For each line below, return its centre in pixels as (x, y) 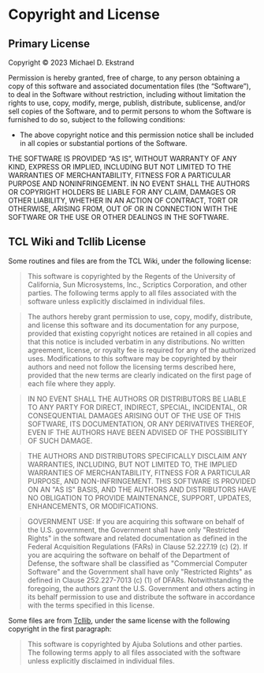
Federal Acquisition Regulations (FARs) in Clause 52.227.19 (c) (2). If (138, 546)
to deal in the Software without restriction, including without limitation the (127, 95)
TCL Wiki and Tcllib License (77, 242)
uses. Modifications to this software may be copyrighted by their (132, 358)
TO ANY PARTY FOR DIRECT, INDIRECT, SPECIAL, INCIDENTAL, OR (137, 407)
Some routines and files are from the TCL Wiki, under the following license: (130, 261)
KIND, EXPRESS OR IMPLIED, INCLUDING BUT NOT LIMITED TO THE (120, 167)
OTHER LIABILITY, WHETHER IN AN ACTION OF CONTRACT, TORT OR (123, 200)
